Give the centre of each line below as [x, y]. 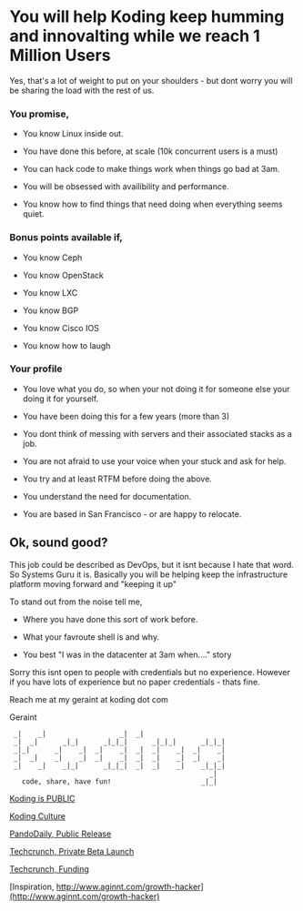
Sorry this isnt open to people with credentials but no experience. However [150, 672]
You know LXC [50, 292]
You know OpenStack [63, 275]
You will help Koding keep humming [147, 17]
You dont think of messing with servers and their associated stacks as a [157, 433]
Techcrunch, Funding [49, 869]
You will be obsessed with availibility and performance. [126, 187]
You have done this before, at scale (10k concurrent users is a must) [150, 151]
